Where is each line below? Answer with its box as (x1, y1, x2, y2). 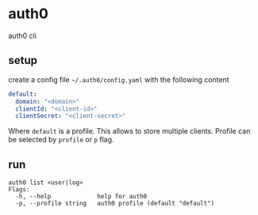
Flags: (8, 186, 30, 194)
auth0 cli (8, 31, 37, 40)
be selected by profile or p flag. (8, 135, 114, 145)
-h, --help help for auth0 (15, 193, 148, 201)
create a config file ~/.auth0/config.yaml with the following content (8, 74, 229, 84)
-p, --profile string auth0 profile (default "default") (15, 199, 215, 208)
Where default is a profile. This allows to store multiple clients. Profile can (8, 126, 251, 136)
